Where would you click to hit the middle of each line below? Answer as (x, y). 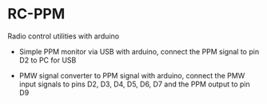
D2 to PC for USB (48, 60)
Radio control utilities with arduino (64, 36)
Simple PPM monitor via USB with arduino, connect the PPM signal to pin (139, 51)
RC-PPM (36, 14)
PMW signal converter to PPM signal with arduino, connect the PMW (132, 75)
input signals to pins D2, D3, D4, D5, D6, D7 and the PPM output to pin (134, 84)
